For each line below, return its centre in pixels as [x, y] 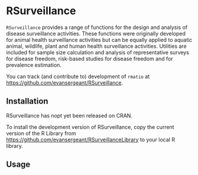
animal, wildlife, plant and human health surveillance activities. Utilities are [97, 46]
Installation [27, 101]
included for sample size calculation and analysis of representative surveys [98, 52]
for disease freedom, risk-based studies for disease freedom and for [90, 59]
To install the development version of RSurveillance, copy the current [90, 127]
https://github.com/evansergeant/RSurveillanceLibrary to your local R [91, 140]
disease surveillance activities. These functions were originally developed [96, 33]
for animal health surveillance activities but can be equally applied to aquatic [99, 40]
